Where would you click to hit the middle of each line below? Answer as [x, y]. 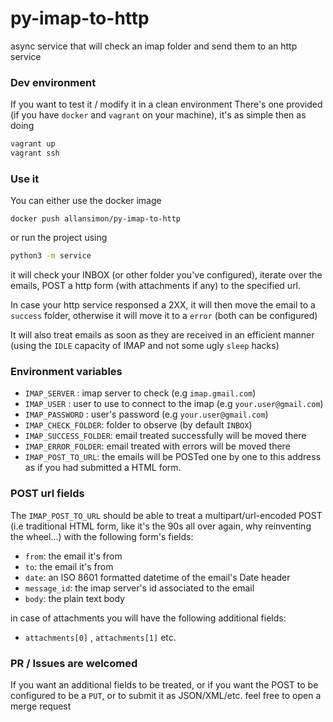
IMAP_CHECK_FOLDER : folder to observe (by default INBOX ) [138, 425]
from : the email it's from [73, 556]
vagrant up [33, 144]
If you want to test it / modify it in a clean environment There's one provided [166, 104]
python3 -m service [51, 256]
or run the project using [59, 238]
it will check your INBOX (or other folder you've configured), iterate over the [166, 275]
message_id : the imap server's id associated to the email [139, 588]
